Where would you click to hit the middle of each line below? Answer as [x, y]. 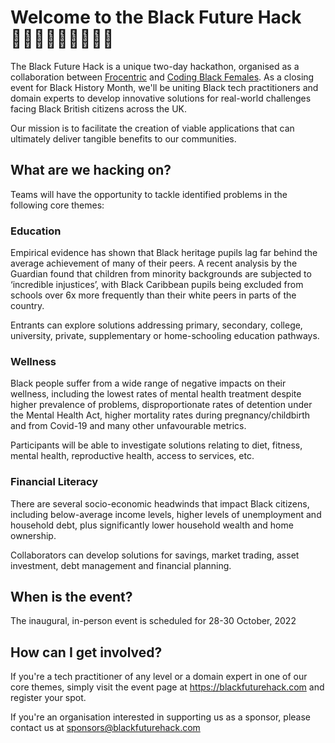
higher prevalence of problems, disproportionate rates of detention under [161, 405]
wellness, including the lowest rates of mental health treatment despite [156, 394]
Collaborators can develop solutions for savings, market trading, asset [155, 555]
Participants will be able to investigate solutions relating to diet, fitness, [156, 445]
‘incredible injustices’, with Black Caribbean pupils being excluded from [157, 285]
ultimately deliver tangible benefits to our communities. [123, 138]
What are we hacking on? [91, 170]
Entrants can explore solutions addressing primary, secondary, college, [156, 325]
